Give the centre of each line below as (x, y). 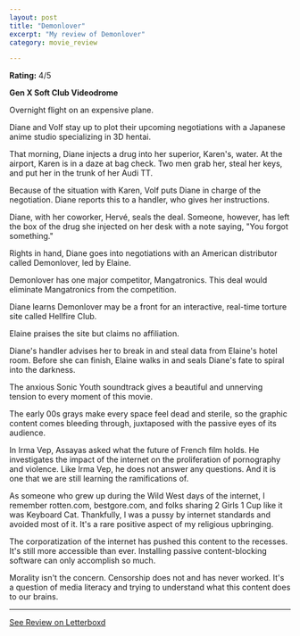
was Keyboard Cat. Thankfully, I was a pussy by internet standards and (140, 515)
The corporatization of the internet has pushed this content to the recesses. (149, 541)
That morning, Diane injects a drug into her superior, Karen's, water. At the (146, 154)
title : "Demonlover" (48, 26)
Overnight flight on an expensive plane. (82, 110)
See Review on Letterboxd (58, 623)
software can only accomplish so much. (83, 561)
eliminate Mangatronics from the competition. (93, 290)
